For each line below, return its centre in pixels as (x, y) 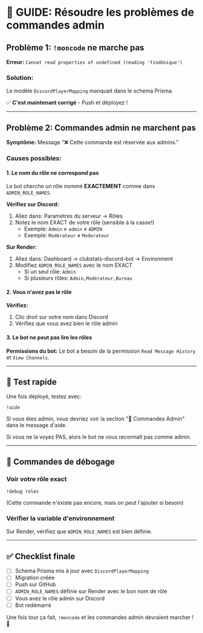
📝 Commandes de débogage (61, 461)
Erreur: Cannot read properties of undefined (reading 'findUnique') (95, 62)
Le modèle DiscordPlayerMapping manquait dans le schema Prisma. (90, 91)
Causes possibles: (34, 159)
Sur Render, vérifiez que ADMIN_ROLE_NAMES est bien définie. (79, 531)
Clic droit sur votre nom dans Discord (62, 317)
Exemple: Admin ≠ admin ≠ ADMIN (63, 229)
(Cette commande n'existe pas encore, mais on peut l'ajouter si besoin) (95, 503)
